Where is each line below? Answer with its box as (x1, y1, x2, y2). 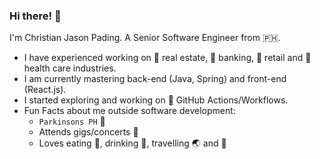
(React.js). (23, 84, 67, 96)
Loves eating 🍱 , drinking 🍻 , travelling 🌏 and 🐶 (38, 137, 227, 149)
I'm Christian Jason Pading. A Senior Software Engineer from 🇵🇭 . (9, 32, 281, 44)
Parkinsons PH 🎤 (38, 115, 106, 128)
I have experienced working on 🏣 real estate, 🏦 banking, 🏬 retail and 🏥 (23, 52, 312, 64)
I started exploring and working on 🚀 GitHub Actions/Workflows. (23, 94, 289, 106)
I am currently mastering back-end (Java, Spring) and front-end (23, 73, 287, 85)
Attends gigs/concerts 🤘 (38, 126, 139, 138)
